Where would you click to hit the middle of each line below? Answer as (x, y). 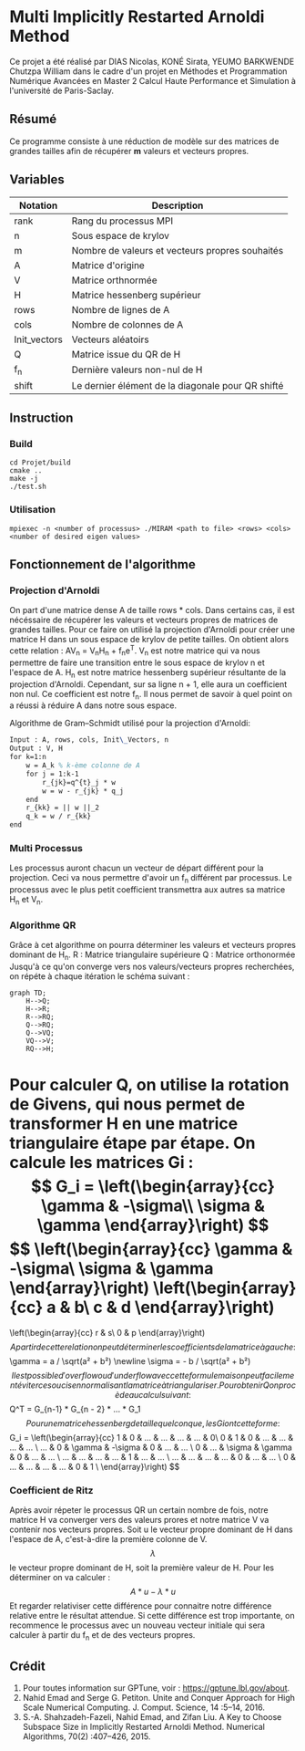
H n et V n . (26, 901)
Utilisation (33, 510)
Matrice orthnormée (114, 280)
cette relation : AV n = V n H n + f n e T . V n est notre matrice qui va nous (135, 651)
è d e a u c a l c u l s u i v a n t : (153, 1395)
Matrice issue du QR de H (126, 354)
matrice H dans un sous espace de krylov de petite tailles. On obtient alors (149, 640)
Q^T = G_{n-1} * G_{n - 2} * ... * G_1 (75, 1409)
